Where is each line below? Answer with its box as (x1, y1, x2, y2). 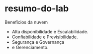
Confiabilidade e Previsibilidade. (11, 34, 78, 40)
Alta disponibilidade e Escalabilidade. (11, 28, 89, 34)
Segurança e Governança (11, 39, 65, 45)
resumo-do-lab (4, 3, 69, 14)
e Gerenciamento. (11, 44, 49, 50)
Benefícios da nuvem (4, 19, 48, 25)
